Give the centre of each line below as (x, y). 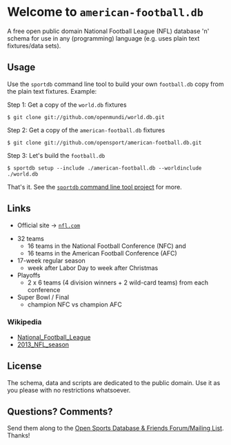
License (24, 366)
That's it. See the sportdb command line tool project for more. (95, 187)
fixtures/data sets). (34, 45)
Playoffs (29, 275)
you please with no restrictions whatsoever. (69, 390)
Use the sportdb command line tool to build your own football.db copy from (115, 84)
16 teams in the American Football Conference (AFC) (102, 253)
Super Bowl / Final (43, 297)
